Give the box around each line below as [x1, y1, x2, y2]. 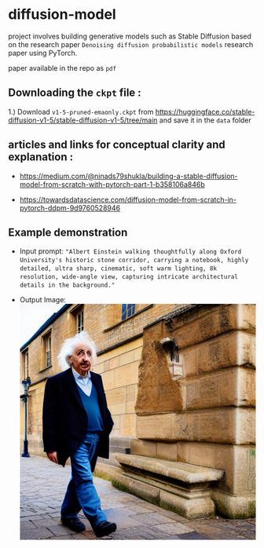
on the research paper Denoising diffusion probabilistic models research [8, 39, 254, 49]
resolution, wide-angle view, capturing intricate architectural [19, 273, 238, 281]
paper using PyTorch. [8, 48, 78, 57]
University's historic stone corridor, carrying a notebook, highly [19, 257, 249, 265]
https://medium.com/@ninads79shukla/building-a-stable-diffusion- [19, 171, 238, 181]
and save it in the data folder [159, 115, 251, 125]
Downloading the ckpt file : [8, 86, 141, 100]
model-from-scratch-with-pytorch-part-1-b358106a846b [19, 179, 206, 189]
